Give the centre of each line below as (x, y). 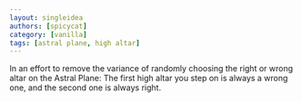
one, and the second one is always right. (86, 88)
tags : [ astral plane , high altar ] (75, 43)
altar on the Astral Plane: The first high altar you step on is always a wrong (149, 79)
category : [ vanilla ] (49, 34)
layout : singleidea (46, 18)
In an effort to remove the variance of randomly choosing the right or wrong (151, 69)
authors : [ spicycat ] (49, 26)
